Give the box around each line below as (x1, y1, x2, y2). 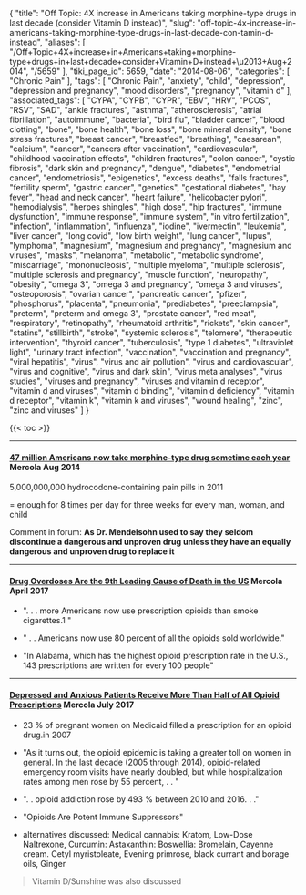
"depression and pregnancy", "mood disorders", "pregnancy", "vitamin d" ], (9, 86, 293, 96)
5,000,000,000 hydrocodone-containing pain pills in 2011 (9, 482, 224, 493)
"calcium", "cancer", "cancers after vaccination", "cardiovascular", (9, 143, 258, 154)
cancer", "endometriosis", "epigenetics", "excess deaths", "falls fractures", (9, 172, 290, 183)
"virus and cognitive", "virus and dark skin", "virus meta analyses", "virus (9, 366, 283, 376)
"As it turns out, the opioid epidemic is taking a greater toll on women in (22, 746, 291, 757)
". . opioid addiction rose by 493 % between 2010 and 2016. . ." (22, 793, 260, 805)
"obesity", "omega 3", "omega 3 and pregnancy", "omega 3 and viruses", (9, 279, 284, 290)
